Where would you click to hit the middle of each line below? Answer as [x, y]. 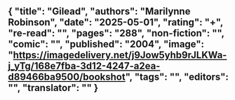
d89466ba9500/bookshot [67, 77]
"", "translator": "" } [53, 88]
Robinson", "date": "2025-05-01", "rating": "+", [116, 23]
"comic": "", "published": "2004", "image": [106, 44]
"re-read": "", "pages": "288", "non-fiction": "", [116, 33]
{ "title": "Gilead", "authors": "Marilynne [99, 12]
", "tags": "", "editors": [177, 77]
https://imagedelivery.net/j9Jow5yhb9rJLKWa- [120, 55]
